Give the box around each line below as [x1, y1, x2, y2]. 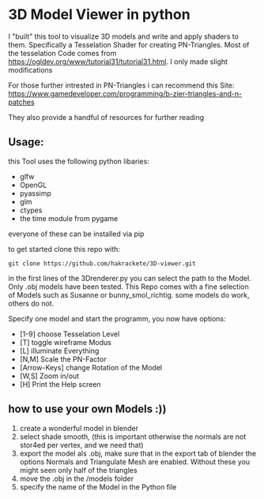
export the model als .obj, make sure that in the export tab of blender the [19, 448, 257, 458]
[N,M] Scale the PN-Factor [19, 354, 107, 364]
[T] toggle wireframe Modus [19, 337, 112, 347]
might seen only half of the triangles [19, 465, 138, 475]
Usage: [8, 136, 45, 149]
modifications [8, 65, 53, 74]
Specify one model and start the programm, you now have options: [8, 313, 226, 323]
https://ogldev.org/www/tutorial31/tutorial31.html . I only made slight [8, 57, 228, 66]
